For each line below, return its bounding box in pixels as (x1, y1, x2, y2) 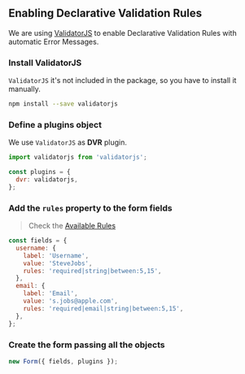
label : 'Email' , (23, 289, 79, 298)
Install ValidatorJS (8, 57, 82, 68)
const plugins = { (8, 168, 71, 176)
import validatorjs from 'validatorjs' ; (8, 154, 148, 162)
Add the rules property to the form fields (8, 202, 173, 214)
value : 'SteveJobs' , (23, 259, 93, 267)
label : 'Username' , (23, 251, 90, 259)
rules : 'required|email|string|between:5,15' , (23, 304, 184, 312)
